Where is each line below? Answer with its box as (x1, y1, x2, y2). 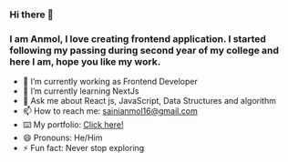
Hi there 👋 (9, 8, 55, 21)
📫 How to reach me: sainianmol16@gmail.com (22, 106, 198, 116)
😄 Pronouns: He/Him (22, 132, 103, 144)
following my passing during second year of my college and (9, 44, 280, 56)
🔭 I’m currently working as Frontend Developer (22, 76, 198, 87)
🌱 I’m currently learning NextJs (22, 86, 139, 96)
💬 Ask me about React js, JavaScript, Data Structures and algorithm (22, 96, 276, 106)
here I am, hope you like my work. (9, 55, 161, 67)
